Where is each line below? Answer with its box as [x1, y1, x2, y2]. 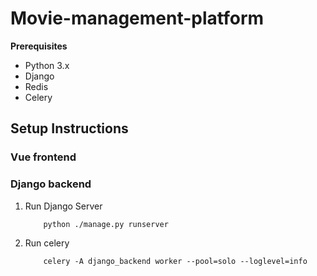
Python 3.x [24, 59, 70, 71]
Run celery [24, 237, 70, 249]
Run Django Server [24, 200, 103, 212]
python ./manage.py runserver [43, 219, 169, 229]
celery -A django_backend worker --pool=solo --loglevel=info [43, 256, 308, 266]
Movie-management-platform [10, 7, 265, 30]
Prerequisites [10, 40, 68, 52]
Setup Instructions [10, 120, 129, 137]
